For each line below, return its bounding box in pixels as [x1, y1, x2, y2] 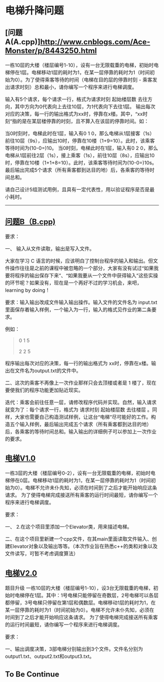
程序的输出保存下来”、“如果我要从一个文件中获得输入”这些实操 [15, 272, 159, 279]
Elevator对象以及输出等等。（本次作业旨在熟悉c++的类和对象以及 [10, 543, 158, 550]
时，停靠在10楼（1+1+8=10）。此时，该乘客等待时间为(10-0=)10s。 [5, 160, 157, 166]
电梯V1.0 [5, 454, 36, 463]
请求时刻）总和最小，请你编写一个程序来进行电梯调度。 [10, 84, 138, 91]
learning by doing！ [5, 286, 50, 293]
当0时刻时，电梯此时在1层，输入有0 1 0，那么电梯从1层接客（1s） [5, 130, 155, 137]
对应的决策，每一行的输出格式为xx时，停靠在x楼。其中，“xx [5, 111, 143, 118]
